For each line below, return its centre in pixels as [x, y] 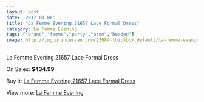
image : [15, 40]
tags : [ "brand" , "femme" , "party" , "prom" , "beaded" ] [70, 35]
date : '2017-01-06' [31, 18]
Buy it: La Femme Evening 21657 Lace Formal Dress [71, 81]
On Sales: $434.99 [30, 69]
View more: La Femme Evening [45, 93]
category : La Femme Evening [42, 29]
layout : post [23, 12]
